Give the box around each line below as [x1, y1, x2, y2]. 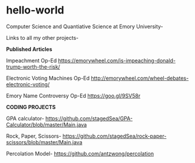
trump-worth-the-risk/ [6, 63, 61, 70]
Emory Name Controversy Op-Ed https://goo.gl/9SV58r [6, 92, 141, 99]
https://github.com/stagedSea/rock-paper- [62, 133, 167, 140]
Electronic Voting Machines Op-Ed [6, 74, 90, 81]
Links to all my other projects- [6, 34, 79, 41]
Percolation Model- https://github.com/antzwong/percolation [6, 150, 154, 157]
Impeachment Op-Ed [6, 57, 57, 64]
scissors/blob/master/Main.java [6, 138, 82, 145]
